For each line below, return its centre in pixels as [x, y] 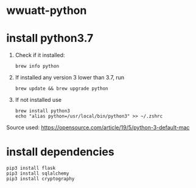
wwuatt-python [47, 11]
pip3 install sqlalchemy [38, 173]
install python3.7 [50, 39]
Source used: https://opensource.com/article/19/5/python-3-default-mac [98, 127]
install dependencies [60, 152]
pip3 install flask [31, 168]
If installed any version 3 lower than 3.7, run [70, 78]
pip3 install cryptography [40, 179]
